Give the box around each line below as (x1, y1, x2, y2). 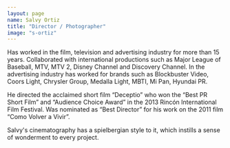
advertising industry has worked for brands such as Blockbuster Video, (7, 70, 209, 78)
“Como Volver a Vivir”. (7, 113, 70, 121)
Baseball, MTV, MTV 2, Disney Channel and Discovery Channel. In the (7, 63, 205, 71)
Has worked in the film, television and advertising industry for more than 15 (7, 48, 220, 56)
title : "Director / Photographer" (7, 23, 107, 30)
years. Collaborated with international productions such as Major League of (7, 56, 222, 64)
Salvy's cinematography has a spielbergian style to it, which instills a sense (7, 126, 220, 134)
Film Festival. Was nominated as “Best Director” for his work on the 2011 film (7, 105, 224, 114)
